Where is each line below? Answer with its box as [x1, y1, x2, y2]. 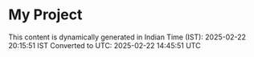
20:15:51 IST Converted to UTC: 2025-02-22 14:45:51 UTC [8, 40, 201, 50]
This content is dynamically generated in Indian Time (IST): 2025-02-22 [8, 32, 247, 42]
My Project [8, 6, 83, 24]
